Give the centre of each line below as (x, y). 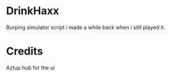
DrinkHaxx (33, 11)
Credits (25, 51)
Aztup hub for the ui (30, 68)
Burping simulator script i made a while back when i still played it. (86, 27)
